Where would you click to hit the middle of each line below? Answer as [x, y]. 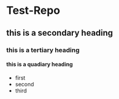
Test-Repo [33, 11]
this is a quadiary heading [39, 65]
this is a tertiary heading [43, 50]
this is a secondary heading [60, 33]
